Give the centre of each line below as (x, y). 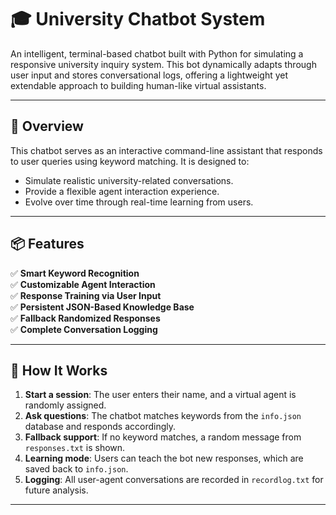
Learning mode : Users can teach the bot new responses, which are (164, 458)
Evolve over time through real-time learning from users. (139, 202)
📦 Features (47, 244)
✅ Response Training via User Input (86, 295)
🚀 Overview (47, 126)
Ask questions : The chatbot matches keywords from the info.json (163, 416)
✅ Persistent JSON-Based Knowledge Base (102, 307)
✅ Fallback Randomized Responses (85, 318)
